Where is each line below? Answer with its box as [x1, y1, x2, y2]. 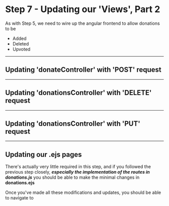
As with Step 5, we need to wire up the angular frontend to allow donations [5, 20, 160, 26]
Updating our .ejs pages [5, 150, 82, 159]
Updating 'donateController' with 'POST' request [5, 66, 162, 74]
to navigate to [5, 195, 34, 201]
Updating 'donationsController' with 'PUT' [5, 119, 141, 128]
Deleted [12, 40, 29, 46]
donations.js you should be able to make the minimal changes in [5, 174, 140, 180]
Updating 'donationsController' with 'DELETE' [5, 88, 152, 97]
